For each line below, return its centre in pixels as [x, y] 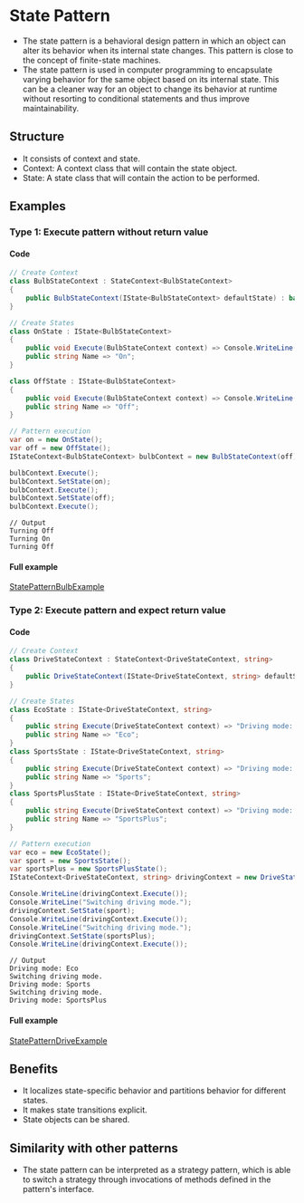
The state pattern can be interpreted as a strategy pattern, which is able [157, 1170]
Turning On [30, 539]
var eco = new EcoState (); [60, 852]
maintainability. [51, 108]
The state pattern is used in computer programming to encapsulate [147, 70]
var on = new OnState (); [56, 440]
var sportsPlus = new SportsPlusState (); [89, 869]
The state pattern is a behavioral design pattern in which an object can [154, 41]
